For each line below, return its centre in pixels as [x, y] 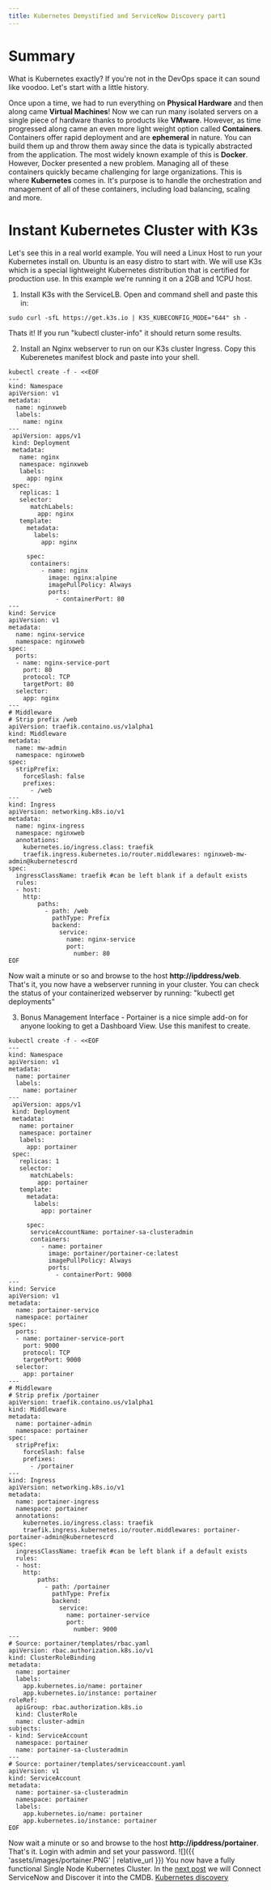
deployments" [32, 1001]
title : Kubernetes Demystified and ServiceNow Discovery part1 [117, 16]
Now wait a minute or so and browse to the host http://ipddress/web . [125, 975]
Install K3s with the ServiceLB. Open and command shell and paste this [139, 294]
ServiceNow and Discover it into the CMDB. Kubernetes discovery [119, 1877]
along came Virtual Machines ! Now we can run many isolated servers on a [133, 111]
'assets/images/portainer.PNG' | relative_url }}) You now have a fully [122, 1860]
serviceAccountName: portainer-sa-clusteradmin [112, 1232]
